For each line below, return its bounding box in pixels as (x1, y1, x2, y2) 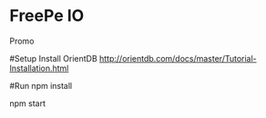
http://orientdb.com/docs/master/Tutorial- (98, 53, 257, 64)
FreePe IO (9, 5, 85, 26)
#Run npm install (9, 80, 73, 91)
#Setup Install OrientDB (9, 53, 97, 64)
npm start (9, 97, 46, 109)
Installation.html (9, 63, 69, 74)
